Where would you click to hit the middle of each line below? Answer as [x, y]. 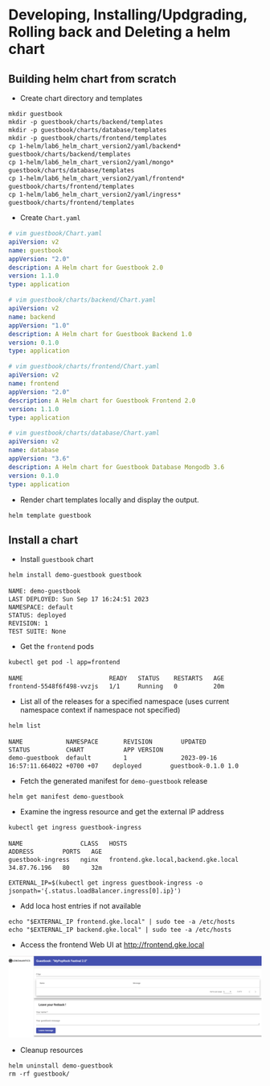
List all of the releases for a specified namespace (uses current [125, 701]
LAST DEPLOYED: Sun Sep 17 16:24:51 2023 [79, 599]
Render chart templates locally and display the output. [109, 499]
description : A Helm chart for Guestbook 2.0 [86, 268]
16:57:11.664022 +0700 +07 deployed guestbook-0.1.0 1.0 [124, 766]
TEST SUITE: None [37, 632]
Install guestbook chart [57, 560]
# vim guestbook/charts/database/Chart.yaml [84, 433]
